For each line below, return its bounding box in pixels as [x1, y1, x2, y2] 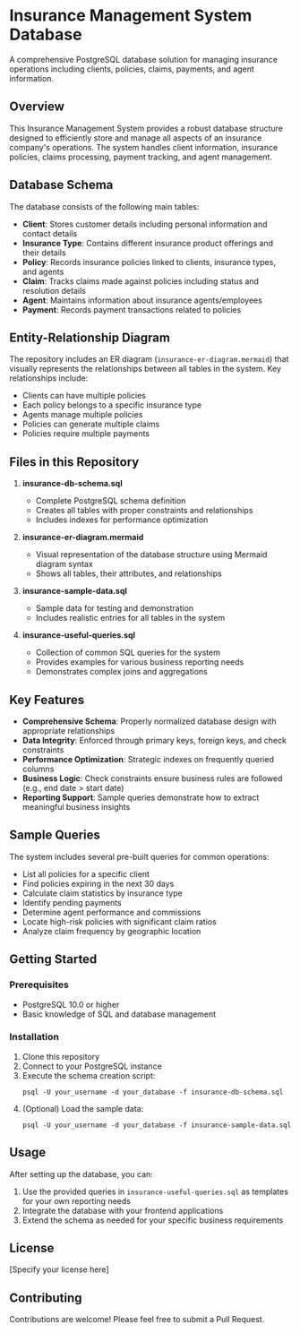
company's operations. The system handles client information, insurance [9, 142, 279, 152]
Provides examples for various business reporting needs [35, 657, 244, 667]
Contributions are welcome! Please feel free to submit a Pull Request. [9, 1314, 265, 1325]
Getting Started [9, 951, 98, 967]
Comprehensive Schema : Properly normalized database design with [21, 716, 277, 727]
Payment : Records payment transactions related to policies [21, 304, 242, 314]
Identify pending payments [21, 897, 123, 907]
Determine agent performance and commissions [21, 907, 201, 917]
